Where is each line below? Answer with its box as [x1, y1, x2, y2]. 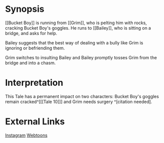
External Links [5, 116, 65, 127]
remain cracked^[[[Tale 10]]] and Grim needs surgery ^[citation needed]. [5, 99, 152, 105]
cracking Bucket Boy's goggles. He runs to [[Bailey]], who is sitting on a [5, 25, 151, 31]
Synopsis [5, 3, 44, 15]
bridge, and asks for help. [5, 30, 58, 36]
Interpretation [5, 77, 63, 88]
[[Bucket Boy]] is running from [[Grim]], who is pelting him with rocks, [5, 20, 147, 26]
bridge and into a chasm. [5, 60, 56, 66]
